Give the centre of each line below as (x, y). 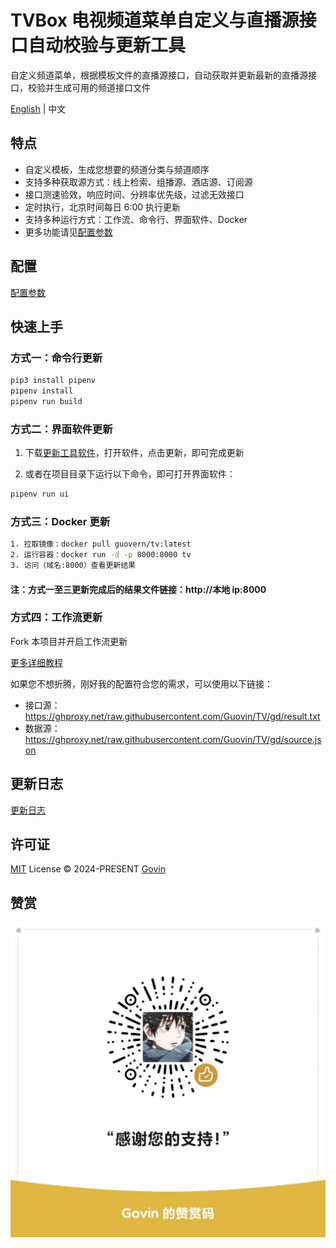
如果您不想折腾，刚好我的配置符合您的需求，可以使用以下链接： (141, 683)
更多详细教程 (36, 662)
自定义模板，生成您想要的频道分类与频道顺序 (117, 169)
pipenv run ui (40, 494)
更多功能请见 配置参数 (68, 232)
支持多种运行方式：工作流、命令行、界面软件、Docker (136, 219)
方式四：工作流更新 (56, 618)
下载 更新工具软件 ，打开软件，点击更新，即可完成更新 (134, 453)
